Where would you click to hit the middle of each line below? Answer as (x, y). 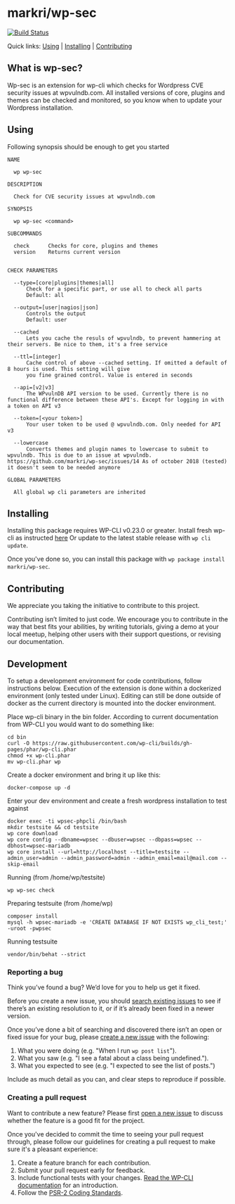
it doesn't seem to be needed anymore (64, 467)
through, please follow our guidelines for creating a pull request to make (112, 1141)
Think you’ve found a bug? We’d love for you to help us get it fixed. (104, 987)
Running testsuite (33, 942)
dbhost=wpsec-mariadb (39, 846)
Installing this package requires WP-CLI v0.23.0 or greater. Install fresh (110, 531)
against (18, 808)
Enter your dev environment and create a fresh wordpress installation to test (117, 801)
